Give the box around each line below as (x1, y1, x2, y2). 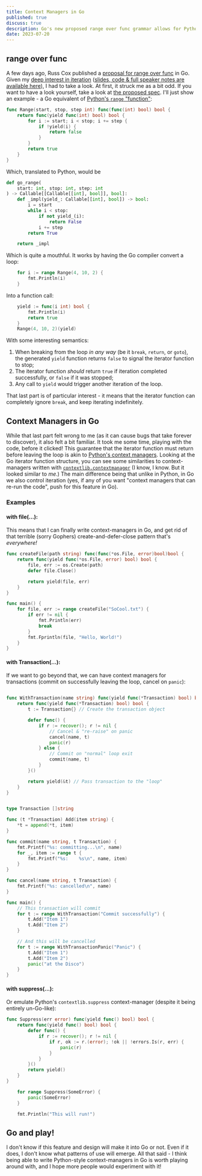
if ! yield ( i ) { (38, 123, 77, 129)
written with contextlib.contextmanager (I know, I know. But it (32, 464, 185, 471)
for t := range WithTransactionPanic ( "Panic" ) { (17, 944, 141, 950)
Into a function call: (6, 291, 54, 299)
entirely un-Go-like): (6, 1005, 57, 1012)
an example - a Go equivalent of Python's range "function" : (6, 95, 152, 102)
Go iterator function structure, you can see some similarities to (6, 458, 161, 465)
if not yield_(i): (38, 213, 85, 219)
